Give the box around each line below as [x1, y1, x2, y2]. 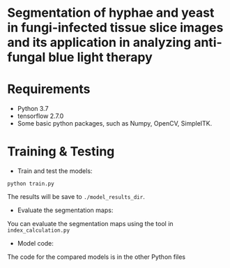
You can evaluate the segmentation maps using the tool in [7, 220, 174, 228]
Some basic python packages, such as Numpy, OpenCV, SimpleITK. [17, 119, 213, 128]
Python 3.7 [17, 105, 49, 113]
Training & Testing [7, 144, 115, 160]
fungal [7, 50, 46, 66]
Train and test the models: [17, 167, 93, 175]
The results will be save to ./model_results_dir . [7, 193, 145, 201]
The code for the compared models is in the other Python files [7, 253, 186, 261]
